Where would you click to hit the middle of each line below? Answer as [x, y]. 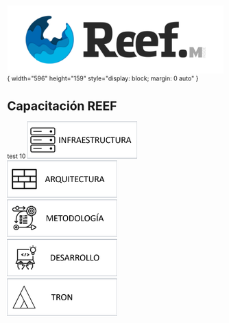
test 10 [16, 156]
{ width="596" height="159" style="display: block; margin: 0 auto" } [103, 78]
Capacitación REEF [62, 106]
